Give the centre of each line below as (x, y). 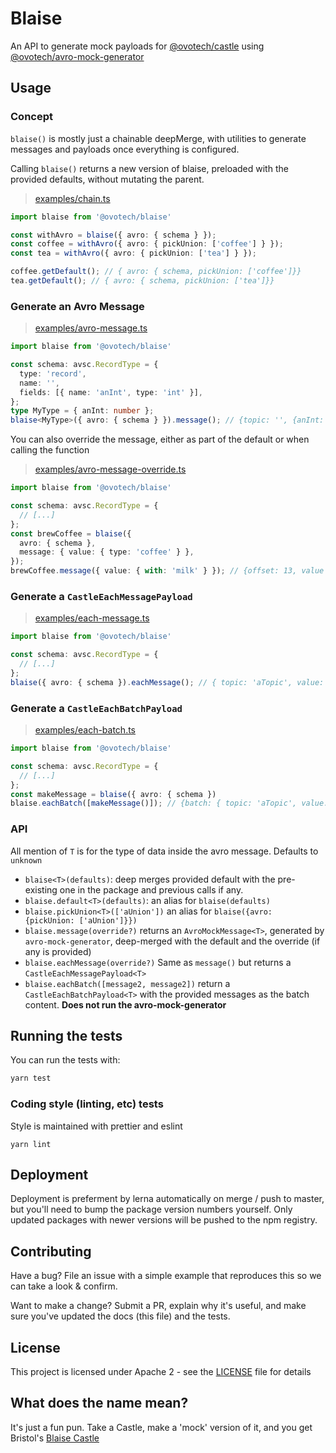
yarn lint (31, 1144)
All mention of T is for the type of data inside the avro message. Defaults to (164, 851)
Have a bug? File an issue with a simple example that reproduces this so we (166, 1276)
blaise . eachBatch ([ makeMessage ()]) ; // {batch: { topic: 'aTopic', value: (169, 803)
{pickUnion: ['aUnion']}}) (81, 920)
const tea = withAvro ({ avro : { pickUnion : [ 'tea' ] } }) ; (133, 253)
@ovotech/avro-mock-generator (77, 56)
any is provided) (58, 951)
